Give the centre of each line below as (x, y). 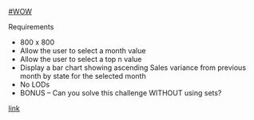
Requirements (31, 27)
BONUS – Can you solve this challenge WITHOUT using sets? (121, 93)
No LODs (35, 84)
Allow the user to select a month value (83, 50)
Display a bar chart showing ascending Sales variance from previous (133, 68)
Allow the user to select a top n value (81, 59)
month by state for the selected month (83, 76)
